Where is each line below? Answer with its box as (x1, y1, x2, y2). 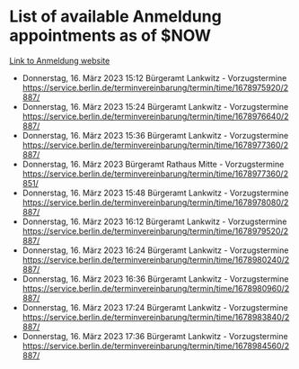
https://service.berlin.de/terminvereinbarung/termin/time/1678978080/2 (22, 196, 289, 208)
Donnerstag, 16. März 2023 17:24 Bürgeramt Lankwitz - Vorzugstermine (22, 301, 289, 312)
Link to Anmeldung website (9, 55, 110, 66)
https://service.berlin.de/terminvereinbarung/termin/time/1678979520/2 (22, 225, 289, 236)
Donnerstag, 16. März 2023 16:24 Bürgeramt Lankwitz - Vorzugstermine (22, 245, 289, 256)
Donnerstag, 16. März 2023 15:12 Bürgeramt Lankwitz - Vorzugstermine (22, 72, 287, 83)
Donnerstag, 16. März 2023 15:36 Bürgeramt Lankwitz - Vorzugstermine (22, 130, 289, 140)
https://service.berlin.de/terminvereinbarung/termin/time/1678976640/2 (22, 111, 289, 121)
